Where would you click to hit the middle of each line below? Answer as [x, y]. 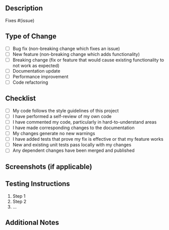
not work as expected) [36, 66]
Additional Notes [32, 222]
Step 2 [19, 201]
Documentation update [36, 71]
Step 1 [19, 196]
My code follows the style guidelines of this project [66, 110]
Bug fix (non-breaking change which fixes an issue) [66, 48]
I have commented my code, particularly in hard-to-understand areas [84, 122]
